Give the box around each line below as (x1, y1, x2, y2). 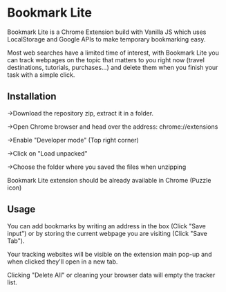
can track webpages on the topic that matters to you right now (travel (7, 55, 205, 64)
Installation (7, 91, 57, 102)
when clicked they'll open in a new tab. (7, 257, 118, 266)
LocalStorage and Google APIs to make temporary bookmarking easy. (7, 35, 206, 43)
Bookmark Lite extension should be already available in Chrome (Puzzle (7, 176, 211, 184)
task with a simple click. (7, 71, 75, 79)
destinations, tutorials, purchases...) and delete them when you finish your (7, 63, 218, 71)
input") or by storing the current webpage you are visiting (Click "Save (7, 229, 207, 237)
